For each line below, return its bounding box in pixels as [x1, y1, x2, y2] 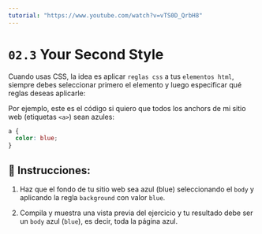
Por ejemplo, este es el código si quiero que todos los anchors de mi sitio [8, 103, 246, 113]
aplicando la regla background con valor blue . [19, 193, 166, 202]
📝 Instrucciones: [8, 163, 91, 177]
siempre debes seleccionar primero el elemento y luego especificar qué [8, 80, 242, 89]
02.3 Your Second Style [8, 45, 164, 63]
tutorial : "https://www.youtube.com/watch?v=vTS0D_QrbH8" [8, 11, 203, 20]
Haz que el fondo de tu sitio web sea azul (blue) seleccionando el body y [19, 184, 255, 194]
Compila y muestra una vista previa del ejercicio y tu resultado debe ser [19, 208, 254, 217]
